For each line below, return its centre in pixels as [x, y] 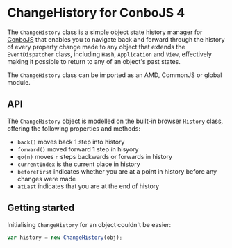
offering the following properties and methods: [74, 128]
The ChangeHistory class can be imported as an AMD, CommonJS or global [115, 75]
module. [19, 82]
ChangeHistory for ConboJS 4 [96, 13]
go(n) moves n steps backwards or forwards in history [94, 156]
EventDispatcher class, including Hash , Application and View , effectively [109, 54]
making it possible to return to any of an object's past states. [94, 61]
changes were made [47, 179]
